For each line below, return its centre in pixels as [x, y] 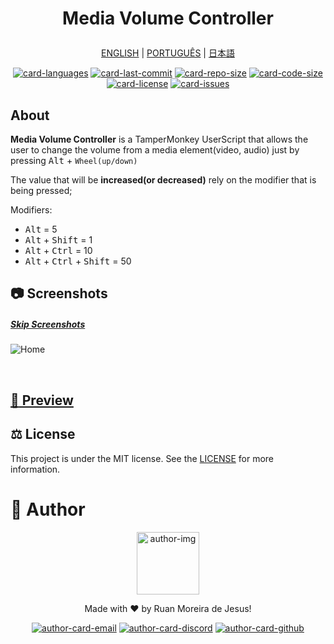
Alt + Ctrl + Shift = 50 [78, 261]
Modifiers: [31, 210]
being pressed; [41, 190]
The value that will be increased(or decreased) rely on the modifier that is [163, 180]
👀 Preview [42, 400]
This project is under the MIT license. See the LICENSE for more [142, 458]
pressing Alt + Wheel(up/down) [74, 160]
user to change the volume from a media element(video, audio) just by [155, 150]
